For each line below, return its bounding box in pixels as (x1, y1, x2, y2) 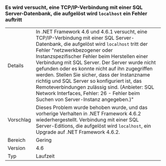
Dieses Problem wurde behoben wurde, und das (36, 104, 148, 111)
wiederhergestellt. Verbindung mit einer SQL (36, 116, 139, 123)
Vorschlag (7, 116, 31, 123)
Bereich (7, 137, 26, 144)
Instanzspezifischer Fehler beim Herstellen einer (36, 53, 148, 60)
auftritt (5, 16, 22, 23)
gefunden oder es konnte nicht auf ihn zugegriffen (36, 66, 153, 72)
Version (7, 145, 26, 152)
